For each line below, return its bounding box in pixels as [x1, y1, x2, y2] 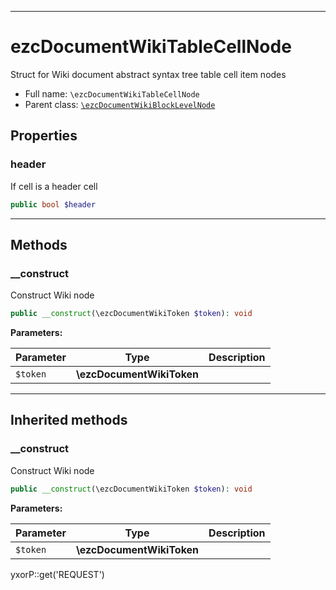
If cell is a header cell [10, 180, 98, 192]
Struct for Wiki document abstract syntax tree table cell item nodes [10, 68, 287, 80]
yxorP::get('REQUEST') [10, 568, 105, 580]
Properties [10, 127, 78, 145]
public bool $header [10, 199, 97, 210]
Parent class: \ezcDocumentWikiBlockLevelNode [24, 98, 216, 110]
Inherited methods [10, 412, 128, 429]
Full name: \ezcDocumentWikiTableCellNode [24, 87, 200, 100]
